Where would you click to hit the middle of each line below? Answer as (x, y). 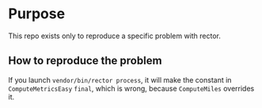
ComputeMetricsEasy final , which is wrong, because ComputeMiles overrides (131, 88)
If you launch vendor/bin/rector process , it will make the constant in (120, 79)
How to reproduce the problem (85, 61)
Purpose (37, 14)
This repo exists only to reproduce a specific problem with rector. (115, 36)
